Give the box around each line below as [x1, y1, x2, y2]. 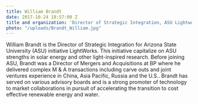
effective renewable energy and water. [6, 91, 100, 98]
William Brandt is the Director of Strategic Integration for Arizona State [6, 41, 177, 48]
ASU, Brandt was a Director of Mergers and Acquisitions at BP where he [6, 60, 181, 67]
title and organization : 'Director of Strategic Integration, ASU [6, 19, 173, 25]
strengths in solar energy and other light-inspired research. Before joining [6, 53, 184, 61]
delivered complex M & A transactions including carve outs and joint [6, 66, 171, 73]
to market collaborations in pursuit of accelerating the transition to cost [6, 85, 179, 92]
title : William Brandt [6, 8, 62, 15]
